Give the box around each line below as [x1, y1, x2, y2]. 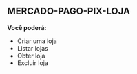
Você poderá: [7, 23, 47, 32]
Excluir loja [17, 58, 48, 67]
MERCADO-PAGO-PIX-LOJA [7, 5, 131, 17]
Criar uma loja [17, 37, 57, 45]
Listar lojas [17, 44, 48, 52]
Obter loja [17, 51, 45, 60]
